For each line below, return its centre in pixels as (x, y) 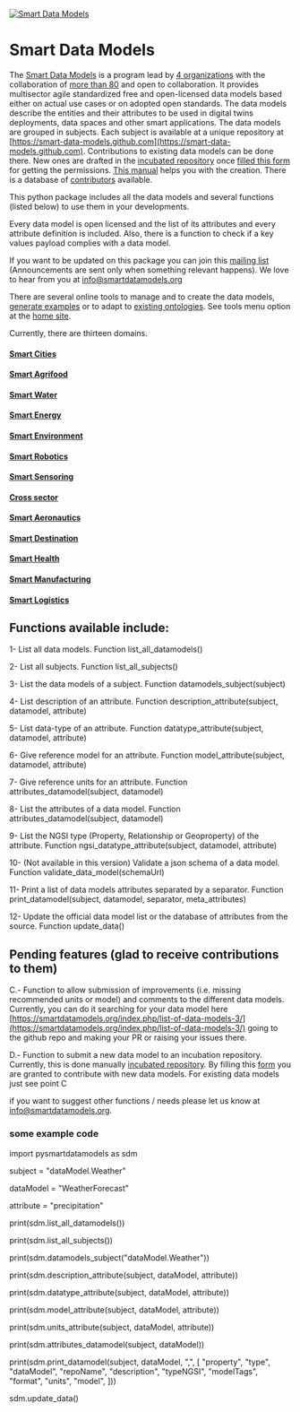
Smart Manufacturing (50, 579)
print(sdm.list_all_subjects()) (61, 1240)
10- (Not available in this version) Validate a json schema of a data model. (145, 863)
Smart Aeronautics (45, 518)
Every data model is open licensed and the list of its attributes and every (142, 223)
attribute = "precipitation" (56, 1205)
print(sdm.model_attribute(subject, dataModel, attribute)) (114, 1310)
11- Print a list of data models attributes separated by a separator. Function (146, 890)
